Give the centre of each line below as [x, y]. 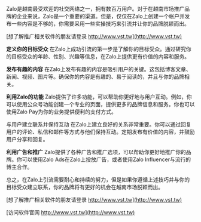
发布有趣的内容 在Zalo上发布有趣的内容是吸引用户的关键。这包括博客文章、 [99, 69]
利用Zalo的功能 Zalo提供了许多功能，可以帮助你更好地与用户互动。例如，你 [99, 97]
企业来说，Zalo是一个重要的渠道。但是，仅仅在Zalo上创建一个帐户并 [100, 16]
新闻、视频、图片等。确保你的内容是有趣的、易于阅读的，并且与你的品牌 [95, 77]
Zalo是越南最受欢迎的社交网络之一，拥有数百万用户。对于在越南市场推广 [95, 9]
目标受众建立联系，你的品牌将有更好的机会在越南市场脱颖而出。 [85, 187]
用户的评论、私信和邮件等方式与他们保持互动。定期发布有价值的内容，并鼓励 [100, 132]
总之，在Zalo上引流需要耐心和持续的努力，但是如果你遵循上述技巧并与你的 [98, 180]
